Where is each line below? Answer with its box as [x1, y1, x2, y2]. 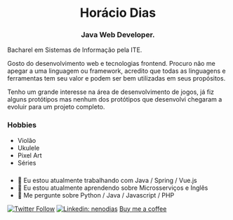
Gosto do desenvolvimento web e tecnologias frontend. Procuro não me [7, 60, 215, 68]
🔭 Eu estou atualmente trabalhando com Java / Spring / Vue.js [17, 176, 198, 184]
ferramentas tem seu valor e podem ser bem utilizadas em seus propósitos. [7, 74, 226, 83]
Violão [17, 136, 36, 144]
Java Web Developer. [80, 30, 156, 40]
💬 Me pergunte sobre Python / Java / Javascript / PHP [17, 191, 175, 199]
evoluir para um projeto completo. [7, 103, 105, 111]
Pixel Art [17, 151, 42, 159]
